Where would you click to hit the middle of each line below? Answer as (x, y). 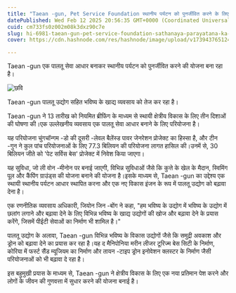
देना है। (16, 192)
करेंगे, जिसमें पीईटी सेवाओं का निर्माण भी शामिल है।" (64, 221)
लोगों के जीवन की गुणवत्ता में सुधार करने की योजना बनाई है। (73, 281)
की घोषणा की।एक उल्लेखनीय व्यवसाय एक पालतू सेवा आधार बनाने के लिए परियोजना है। (104, 124)
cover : (17, 40)
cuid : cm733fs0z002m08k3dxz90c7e (56, 27)
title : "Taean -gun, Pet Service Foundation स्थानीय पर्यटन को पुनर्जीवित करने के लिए (118, 14)
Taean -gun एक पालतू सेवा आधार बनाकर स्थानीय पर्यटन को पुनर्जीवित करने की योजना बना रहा (115, 66)
